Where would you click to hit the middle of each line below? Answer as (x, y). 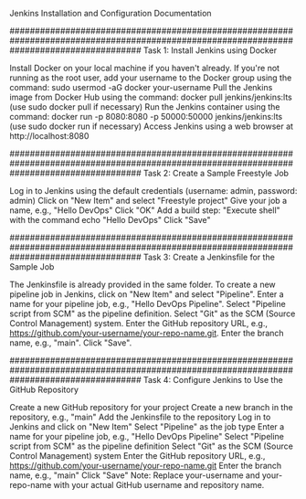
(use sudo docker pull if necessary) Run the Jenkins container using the (145, 107)
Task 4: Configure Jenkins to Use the (213, 380)
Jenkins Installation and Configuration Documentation (111, 13)
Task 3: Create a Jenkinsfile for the (209, 257)
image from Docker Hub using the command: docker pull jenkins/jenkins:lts (151, 97)
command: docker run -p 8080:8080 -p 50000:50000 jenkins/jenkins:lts (146, 117)
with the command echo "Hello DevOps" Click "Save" (110, 220)
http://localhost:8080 (49, 136)
